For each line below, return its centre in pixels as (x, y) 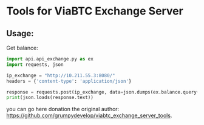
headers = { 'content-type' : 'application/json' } (69, 81)
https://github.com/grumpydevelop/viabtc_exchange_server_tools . (89, 115)
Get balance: (22, 48)
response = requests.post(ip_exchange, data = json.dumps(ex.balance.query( (103, 92)
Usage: (20, 34)
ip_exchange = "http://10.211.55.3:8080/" (61, 75)
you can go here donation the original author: (63, 109)
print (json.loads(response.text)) (50, 98)
